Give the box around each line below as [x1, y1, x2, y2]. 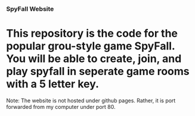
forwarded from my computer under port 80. [6, 103, 116, 110]
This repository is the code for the [6, 27, 178, 40]
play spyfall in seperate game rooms [6, 65, 190, 79]
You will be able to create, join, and [6, 52, 182, 65]
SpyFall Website [6, 5, 54, 13]
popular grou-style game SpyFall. [6, 39, 175, 53]
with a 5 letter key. [6, 77, 100, 91]
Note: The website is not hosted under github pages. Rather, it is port [6, 97, 176, 104]
